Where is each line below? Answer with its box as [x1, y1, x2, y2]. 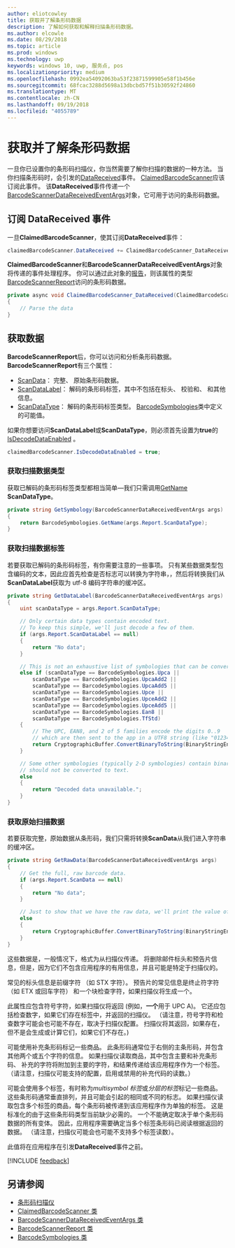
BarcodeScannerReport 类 [17, 1224, 94, 1233]
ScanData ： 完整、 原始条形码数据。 [17, 375, 123, 385]
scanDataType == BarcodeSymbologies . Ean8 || [32, 708, 164, 715]
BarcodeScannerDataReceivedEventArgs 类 [17, 1216, 144, 1224]
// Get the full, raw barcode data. [20, 870, 127, 877]
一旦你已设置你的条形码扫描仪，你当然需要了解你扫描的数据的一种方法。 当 [7, 164, 224, 173]
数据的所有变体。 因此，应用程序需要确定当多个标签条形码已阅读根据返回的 [7, 1119, 224, 1127]
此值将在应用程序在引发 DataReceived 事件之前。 [7, 1142, 147, 1151]
